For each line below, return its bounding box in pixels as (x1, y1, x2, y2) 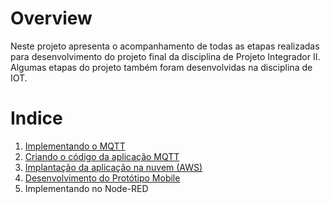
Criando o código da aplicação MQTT (24, 150, 180, 162)
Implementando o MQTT (24, 140, 126, 152)
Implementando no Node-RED (24, 182, 149, 194)
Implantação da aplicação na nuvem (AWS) (24, 161, 203, 173)
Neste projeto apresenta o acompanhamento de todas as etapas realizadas (10, 40, 320, 52)
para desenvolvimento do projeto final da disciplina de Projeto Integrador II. (10, 50, 321, 62)
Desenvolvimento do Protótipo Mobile (24, 172, 181, 184)
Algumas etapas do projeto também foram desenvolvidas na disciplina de (10, 61, 313, 73)
